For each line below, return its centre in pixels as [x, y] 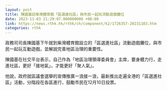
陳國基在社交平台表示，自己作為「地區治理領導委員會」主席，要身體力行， [81, 59]
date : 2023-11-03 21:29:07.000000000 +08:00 [52, 19]
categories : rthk [23, 28]
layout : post [19, 10]
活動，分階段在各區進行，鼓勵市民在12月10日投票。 [66, 83]
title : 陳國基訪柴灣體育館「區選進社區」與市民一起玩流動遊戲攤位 [65, 14]
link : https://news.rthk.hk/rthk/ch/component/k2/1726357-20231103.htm [81, 23]
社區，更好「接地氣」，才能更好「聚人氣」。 [53, 66]
